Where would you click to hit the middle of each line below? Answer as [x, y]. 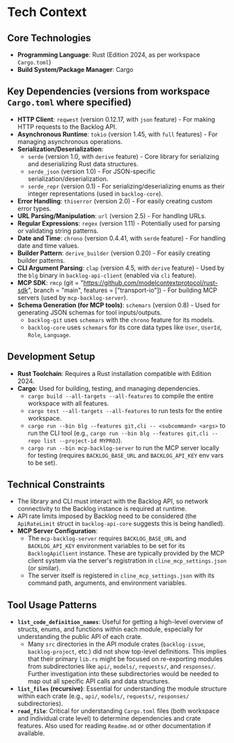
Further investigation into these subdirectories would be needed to [123, 674]
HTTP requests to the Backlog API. [67, 127]
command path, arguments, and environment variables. [107, 583]
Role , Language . [49, 334]
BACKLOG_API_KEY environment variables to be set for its [107, 546]
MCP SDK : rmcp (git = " [50, 282]
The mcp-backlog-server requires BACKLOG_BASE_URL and [107, 538]
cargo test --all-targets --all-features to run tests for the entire [125, 410]
